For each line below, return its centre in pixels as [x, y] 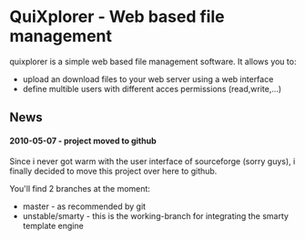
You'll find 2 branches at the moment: [80, 188]
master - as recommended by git [84, 206]
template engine [53, 225]
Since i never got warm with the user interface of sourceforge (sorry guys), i [152, 161]
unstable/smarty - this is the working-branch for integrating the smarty [156, 215]
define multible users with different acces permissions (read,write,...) [152, 89]
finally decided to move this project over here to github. [113, 171]
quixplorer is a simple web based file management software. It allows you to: [153, 61]
